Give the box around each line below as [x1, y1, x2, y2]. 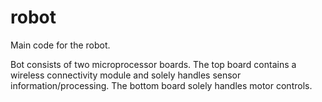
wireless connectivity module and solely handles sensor [10, 69, 242, 81]
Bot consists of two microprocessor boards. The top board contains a [10, 58, 297, 70]
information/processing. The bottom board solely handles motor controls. [10, 79, 313, 91]
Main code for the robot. [10, 39, 111, 51]
